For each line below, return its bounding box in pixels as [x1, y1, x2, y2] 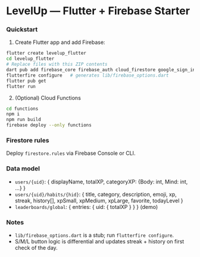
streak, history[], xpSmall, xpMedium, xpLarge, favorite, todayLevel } [14, 197, 183, 204]
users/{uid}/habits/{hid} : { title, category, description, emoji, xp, [14, 191, 177, 198]
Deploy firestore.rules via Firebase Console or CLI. [6, 150, 136, 157]
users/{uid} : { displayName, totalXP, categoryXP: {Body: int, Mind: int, [14, 178, 188, 185]
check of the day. [14, 245, 58, 251]
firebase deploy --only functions [6, 122, 92, 128]
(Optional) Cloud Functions [14, 94, 82, 101]
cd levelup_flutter [6, 56, 55, 62]
